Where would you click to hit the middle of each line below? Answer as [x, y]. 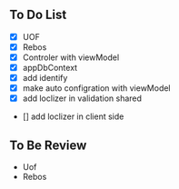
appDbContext [50, 68]
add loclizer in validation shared [82, 98]
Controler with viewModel [71, 57]
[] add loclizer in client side [73, 116]
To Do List [38, 15]
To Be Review [48, 145]
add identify [45, 78]
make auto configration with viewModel [96, 88]
